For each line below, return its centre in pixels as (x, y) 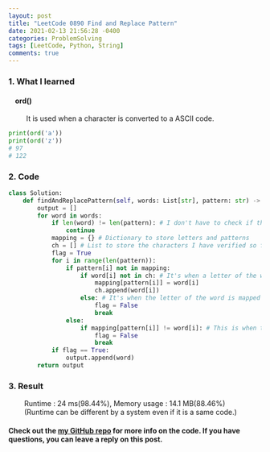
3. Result (26, 386)
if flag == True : (80, 350)
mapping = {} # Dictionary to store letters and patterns (150, 238)
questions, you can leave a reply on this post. (86, 439)
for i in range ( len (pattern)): (104, 260)
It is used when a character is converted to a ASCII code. (120, 118)
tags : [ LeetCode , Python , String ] (66, 46)
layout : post (30, 16)
